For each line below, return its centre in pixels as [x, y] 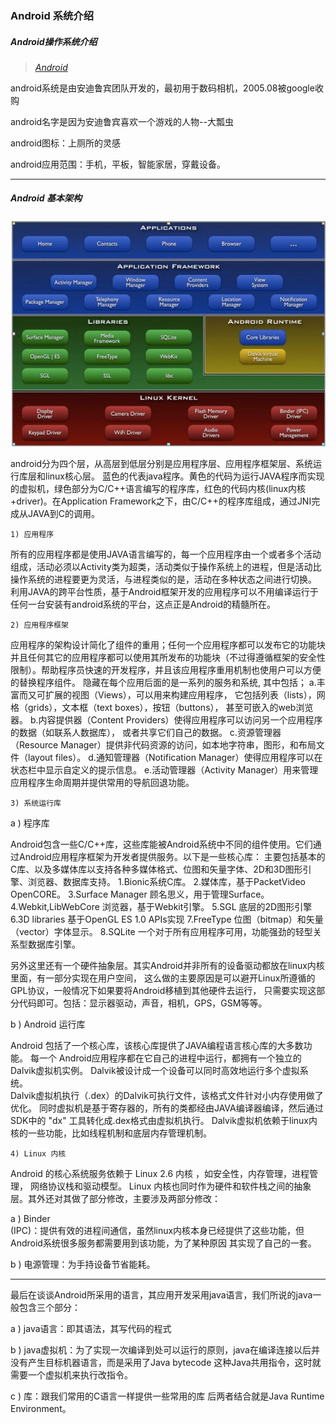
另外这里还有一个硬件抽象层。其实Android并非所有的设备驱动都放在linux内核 [167, 965]
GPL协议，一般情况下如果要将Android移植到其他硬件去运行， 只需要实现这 [163, 990]
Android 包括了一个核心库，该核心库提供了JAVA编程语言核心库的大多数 [157, 1045]
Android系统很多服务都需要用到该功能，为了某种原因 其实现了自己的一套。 [163, 1243]
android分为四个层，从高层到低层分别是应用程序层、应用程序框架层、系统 [162, 463]
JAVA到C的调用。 [64, 513]
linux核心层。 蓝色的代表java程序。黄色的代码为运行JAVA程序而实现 [184, 476]
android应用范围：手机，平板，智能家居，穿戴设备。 [118, 164]
